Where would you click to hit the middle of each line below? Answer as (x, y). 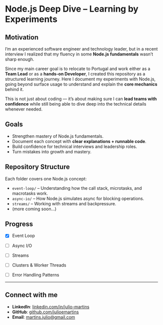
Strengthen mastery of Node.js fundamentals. (58, 136)
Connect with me (32, 295)
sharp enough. (20, 59)
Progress (19, 224)
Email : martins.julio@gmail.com (43, 317)
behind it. (15, 89)
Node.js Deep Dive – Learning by (72, 9)
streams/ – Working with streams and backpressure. (64, 203)
